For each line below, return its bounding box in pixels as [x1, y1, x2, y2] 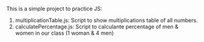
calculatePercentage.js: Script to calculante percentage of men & [15, 23, 178, 30]
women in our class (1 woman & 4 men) [15, 29, 114, 37]
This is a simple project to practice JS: [6, 5, 102, 12]
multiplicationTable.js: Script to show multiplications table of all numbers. [15, 17, 198, 23]
